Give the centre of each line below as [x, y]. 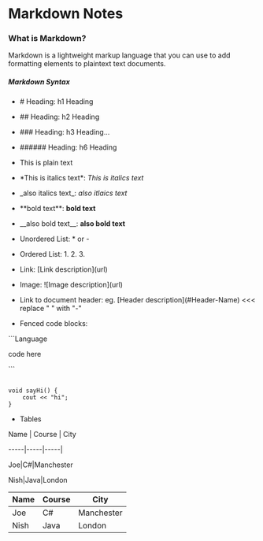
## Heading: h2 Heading [59, 117]
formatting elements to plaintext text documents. [87, 64]
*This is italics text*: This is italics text [81, 178]
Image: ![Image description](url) [71, 285]
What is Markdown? [47, 39]
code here [25, 354]
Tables [30, 419]
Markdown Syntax [39, 82]
